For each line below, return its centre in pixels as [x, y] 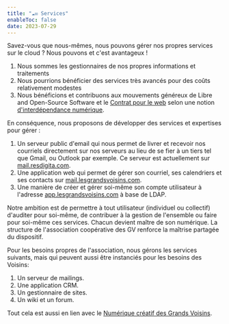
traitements [33, 73]
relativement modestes [49, 88]
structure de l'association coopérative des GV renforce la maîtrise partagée [113, 229]
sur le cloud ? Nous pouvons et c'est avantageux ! [78, 53]
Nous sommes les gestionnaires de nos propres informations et [106, 66]
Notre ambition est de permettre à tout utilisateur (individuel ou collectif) [109, 208]
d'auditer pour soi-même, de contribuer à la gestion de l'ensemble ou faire [112, 215]
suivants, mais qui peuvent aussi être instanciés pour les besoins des [105, 258]
